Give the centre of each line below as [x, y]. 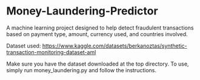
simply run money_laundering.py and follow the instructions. [81, 70]
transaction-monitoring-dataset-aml [51, 52]
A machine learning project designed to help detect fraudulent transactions [100, 28]
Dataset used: [24, 46]
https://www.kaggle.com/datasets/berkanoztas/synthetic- [115, 46]
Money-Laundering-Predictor [82, 11]
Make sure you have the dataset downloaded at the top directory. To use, [98, 64]
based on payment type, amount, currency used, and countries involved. [97, 34]
